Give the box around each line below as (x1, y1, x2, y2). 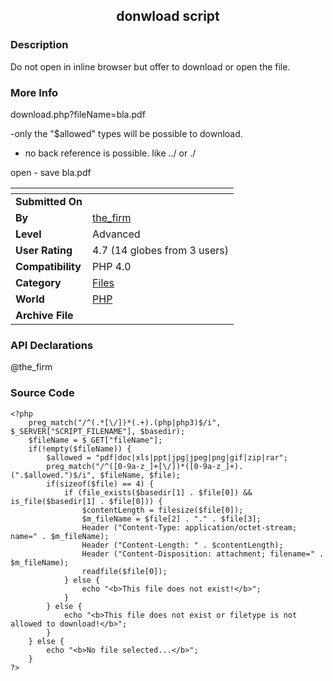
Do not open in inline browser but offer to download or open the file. (10, 60, 291, 73)
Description (10, 38, 69, 52)
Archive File (15, 308, 74, 322)
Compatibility (15, 259, 82, 273)
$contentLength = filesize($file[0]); (81, 505, 244, 515)
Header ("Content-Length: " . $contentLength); (81, 540, 284, 550)
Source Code (10, 386, 75, 400)
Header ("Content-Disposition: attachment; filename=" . (81, 549, 325, 559)
